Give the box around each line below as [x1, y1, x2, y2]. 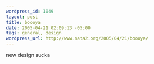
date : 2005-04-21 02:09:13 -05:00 [6, 24, 91, 31]
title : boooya [6, 19, 41, 25]
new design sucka [6, 52, 51, 58]
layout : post [6, 14, 38, 20]
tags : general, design [6, 30, 62, 36]
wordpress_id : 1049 [6, 8, 54, 15]
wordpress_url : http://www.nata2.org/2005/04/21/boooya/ [6, 35, 149, 41]
